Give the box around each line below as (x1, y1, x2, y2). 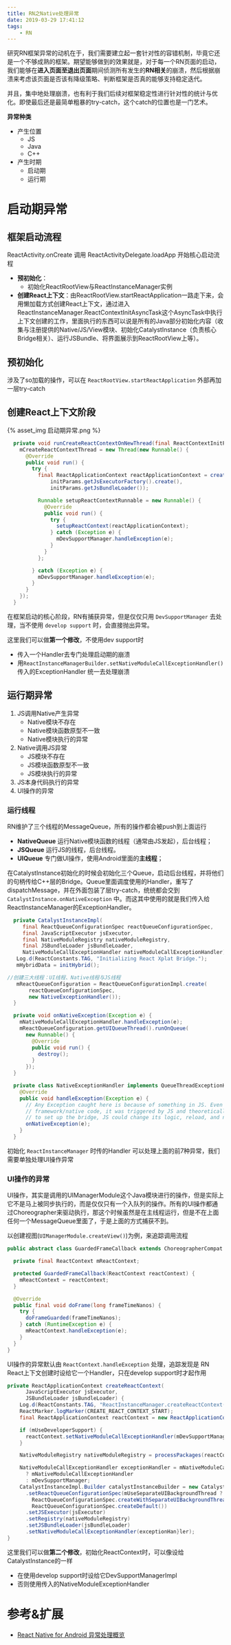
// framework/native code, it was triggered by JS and (25, 1107, 186, 1115)
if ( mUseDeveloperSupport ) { (19, 1426, 103, 1434)
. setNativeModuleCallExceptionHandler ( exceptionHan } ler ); (25, 1529, 195, 1536)
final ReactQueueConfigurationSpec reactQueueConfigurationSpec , (22, 923, 214, 930)
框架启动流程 (7, 231, 62, 243)
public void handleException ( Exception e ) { (19, 1095, 149, 1102)
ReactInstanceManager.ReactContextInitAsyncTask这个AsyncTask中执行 (16, 308, 223, 317)
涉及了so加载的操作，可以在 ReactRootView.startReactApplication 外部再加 (7, 376, 222, 384)
